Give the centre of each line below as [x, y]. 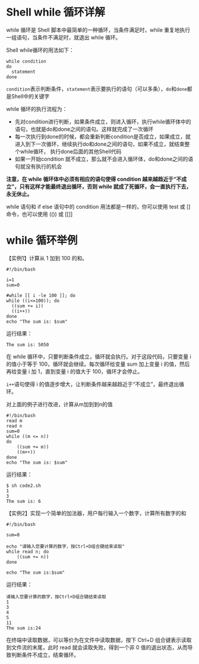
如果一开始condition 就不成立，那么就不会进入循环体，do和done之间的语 [104, 159]
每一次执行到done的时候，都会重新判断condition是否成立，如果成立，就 [103, 136]
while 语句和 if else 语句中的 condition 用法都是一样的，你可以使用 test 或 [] [98, 206]
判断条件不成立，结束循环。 [45, 654]
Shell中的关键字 [30, 96]
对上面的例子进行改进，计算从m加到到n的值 [59, 404]
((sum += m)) [33, 447]
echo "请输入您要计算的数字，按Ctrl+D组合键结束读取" [65, 546]
